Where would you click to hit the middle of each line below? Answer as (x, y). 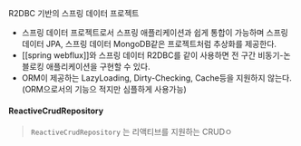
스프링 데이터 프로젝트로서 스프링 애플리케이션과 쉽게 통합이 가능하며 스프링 (155, 33)
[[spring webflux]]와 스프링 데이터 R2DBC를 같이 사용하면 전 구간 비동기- (152, 55)
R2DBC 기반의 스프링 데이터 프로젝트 (74, 13)
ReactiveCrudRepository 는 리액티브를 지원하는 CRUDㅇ (131, 132)
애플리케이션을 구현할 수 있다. (98, 67)
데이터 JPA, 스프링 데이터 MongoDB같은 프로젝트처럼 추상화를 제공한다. (149, 44)
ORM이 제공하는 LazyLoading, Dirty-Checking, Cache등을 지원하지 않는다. (156, 78)
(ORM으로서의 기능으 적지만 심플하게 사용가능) (104, 89)
